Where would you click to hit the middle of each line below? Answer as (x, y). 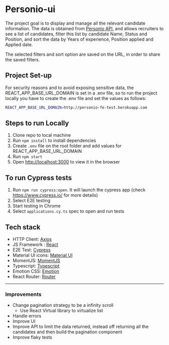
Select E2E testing (31, 201)
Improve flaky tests (32, 337)
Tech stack (23, 227)
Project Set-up (28, 76)
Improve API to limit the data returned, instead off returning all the (80, 327)
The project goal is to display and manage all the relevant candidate (75, 23)
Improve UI (24, 321)
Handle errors (27, 316)
